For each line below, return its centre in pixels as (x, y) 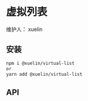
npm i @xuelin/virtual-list (40, 63)
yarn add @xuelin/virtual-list (44, 74)
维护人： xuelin (24, 29)
